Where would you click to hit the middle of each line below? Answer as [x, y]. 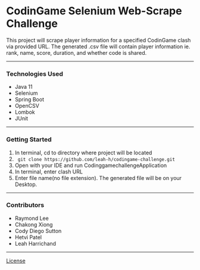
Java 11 [24, 87]
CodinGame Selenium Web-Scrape [94, 11]
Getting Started [29, 139]
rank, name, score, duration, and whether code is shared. [76, 52]
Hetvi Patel [28, 237]
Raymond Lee [32, 218]
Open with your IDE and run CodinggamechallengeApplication [91, 165]
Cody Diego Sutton [38, 231]
